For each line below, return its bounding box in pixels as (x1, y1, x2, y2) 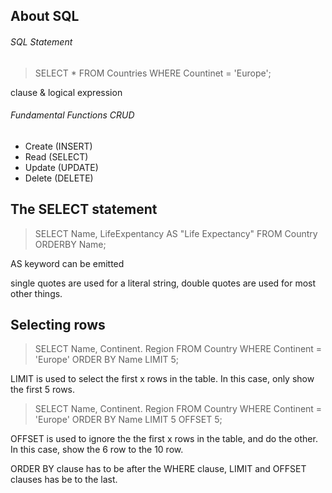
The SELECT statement (10, 201, 158, 218)
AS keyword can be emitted (10, 257, 125, 269)
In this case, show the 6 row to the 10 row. (10, 444, 184, 456)
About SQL (10, 8, 80, 25)
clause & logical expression (10, 86, 123, 98)
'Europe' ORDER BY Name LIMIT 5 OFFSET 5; (34, 414, 223, 426)
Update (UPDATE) (24, 161, 99, 173)
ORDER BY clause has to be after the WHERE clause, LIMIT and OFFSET (10, 463, 307, 475)
